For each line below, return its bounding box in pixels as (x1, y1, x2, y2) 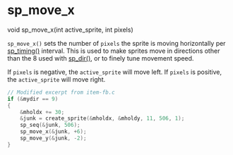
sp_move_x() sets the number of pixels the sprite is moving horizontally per (7, 39, 226, 47)
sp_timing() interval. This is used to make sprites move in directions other (7, 46, 220, 55)
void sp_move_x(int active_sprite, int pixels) (7, 25, 133, 34)
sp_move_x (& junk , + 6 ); (20, 128, 87, 135)
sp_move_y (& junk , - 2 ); (20, 135, 87, 142)
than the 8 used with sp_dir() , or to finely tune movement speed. (7, 54, 194, 62)
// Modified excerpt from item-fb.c (7, 89, 115, 96)
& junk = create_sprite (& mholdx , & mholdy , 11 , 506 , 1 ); (20, 115, 185, 122)
